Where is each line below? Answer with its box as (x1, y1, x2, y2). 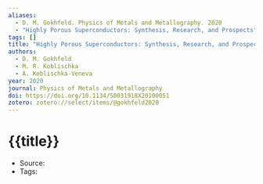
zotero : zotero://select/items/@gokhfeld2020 (8, 99, 159, 106)
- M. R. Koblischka (15, 63, 79, 70)
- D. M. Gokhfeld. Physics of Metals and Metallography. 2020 (15, 19, 222, 27)
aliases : (8, 11, 37, 20)
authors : (8, 48, 37, 56)
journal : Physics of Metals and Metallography (8, 84, 163, 92)
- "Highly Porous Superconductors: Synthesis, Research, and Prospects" (15, 26, 258, 34)
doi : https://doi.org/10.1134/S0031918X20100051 (8, 92, 170, 99)
